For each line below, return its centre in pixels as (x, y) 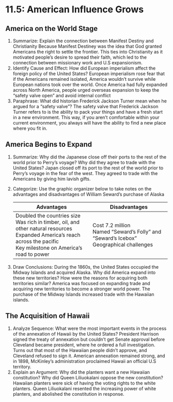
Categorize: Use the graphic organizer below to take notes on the (82, 188)
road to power (32, 254)
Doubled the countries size (48, 216)
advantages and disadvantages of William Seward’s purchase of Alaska (89, 194)
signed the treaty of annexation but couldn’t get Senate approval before (89, 339)
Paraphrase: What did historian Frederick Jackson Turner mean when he (90, 101)
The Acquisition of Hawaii (48, 316)
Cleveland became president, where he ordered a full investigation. (84, 345)
